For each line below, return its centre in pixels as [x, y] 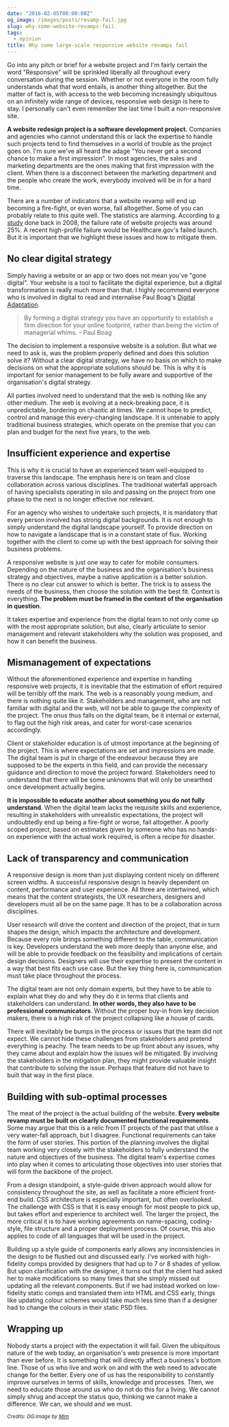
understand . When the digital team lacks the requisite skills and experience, [114, 807]
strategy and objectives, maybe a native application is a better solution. [107, 576]
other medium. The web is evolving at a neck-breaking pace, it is [98, 403]
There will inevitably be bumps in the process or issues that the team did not [114, 1031]
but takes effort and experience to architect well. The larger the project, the [113, 1214]
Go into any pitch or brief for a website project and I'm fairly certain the [107, 65]
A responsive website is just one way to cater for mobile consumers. [103, 562]
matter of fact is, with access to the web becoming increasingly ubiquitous [112, 94]
